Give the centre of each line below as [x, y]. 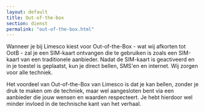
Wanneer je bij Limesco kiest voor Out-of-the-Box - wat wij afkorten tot [96, 47]
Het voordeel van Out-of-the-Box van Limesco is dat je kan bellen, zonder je [102, 84]
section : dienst [27, 23]
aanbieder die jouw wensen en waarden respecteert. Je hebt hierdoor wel [99, 97]
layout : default [27, 12]
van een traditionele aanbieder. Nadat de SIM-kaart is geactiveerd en [107, 59]
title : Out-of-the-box [35, 18]
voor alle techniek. [30, 73]
